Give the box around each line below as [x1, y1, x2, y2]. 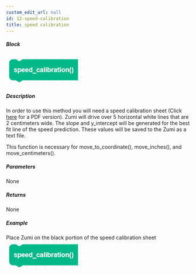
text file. [6, 132, 26, 139]
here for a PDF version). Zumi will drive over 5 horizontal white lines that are [6, 114, 189, 121]
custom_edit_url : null [6, 9, 61, 15]
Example [6, 219, 28, 226]
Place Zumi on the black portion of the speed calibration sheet [6, 234, 156, 241]
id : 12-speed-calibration [6, 15, 69, 22]
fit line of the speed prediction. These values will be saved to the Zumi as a [6, 126, 187, 133]
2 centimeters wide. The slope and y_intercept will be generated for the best [6, 120, 190, 127]
